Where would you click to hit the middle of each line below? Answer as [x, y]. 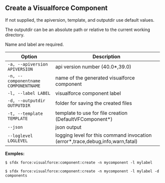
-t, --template [25, 113]
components [16, 175]
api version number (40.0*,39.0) [93, 67]
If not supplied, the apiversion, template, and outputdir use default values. [80, 20]
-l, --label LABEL [29, 93]
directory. [15, 35]
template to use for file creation [91, 113]
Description [107, 56]
